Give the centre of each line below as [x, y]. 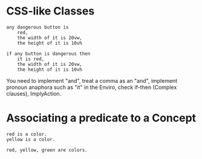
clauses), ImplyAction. [34, 93]
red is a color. [27, 134]
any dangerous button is [37, 27]
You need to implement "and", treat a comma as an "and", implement [92, 80]
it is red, [31, 59]
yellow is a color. [31, 139]
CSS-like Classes [50, 11]
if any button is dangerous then [48, 54]
